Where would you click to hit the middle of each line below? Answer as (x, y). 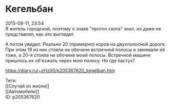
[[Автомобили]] (22, 91)
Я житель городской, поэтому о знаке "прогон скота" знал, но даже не (83, 28)
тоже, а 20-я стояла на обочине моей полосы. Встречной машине (78, 55)
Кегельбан (29, 9)
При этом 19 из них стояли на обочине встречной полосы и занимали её (85, 49)
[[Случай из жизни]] (27, 86)
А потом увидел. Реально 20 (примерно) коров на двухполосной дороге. (86, 44)
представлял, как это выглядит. (40, 34)
